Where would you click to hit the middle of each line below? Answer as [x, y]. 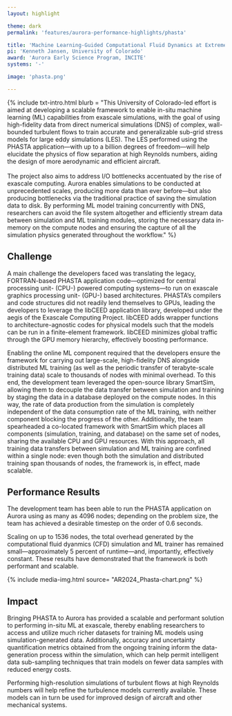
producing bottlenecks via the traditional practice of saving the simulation [112, 198]
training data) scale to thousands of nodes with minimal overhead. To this [112, 375]
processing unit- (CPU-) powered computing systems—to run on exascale [113, 288]
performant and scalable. [43, 566]
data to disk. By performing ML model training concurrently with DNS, [106, 205]
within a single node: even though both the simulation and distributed [106, 456]
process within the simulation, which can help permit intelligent [129, 655]
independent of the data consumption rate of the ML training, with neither [112, 412]
